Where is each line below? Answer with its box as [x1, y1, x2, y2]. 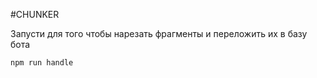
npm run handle [10, 58, 74, 68]
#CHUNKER [10, 9, 60, 20]
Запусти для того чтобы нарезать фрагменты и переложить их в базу [10, 28, 308, 39]
